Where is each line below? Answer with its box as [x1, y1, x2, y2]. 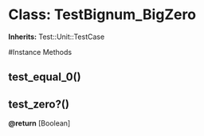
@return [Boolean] [8, 119, 71, 128]
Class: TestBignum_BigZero [8, 6, 197, 24]
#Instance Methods [8, 47, 73, 56]
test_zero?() [8, 97, 70, 111]
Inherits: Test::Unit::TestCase [8, 32, 105, 41]
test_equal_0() [8, 70, 81, 84]
